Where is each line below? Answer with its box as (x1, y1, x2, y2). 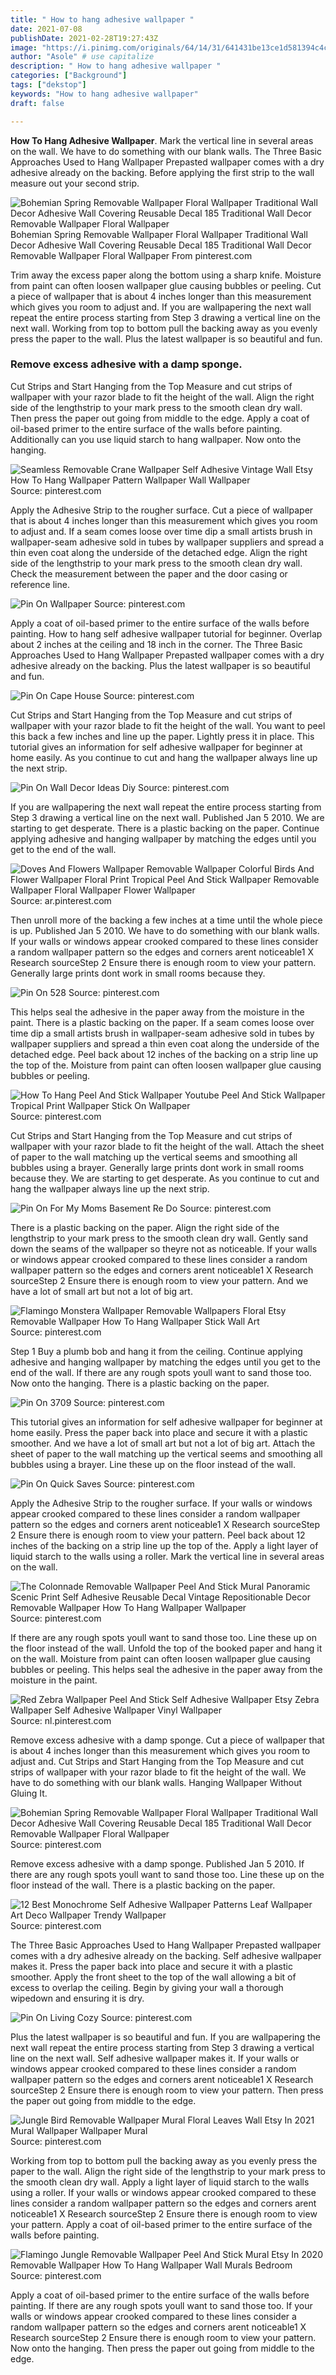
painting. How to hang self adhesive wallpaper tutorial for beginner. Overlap (10, 627, 323, 640)
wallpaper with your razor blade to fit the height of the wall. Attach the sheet (10, 1140, 325, 1152)
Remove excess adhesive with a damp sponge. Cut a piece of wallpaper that (10, 1734, 325, 1746)
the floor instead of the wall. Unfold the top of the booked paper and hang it (10, 1642, 323, 1654)
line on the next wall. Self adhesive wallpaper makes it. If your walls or (10, 2052, 300, 2064)
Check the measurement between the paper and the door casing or (10, 567, 288, 580)
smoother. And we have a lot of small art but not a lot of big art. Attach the (10, 1437, 316, 1449)
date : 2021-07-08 (10, 24, 83, 34)
